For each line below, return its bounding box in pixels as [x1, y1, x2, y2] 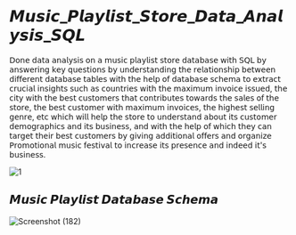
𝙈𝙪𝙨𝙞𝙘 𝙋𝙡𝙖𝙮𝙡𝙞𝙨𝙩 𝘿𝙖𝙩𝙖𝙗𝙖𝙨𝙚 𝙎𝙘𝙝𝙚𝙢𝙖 [9, 192, 218, 207]
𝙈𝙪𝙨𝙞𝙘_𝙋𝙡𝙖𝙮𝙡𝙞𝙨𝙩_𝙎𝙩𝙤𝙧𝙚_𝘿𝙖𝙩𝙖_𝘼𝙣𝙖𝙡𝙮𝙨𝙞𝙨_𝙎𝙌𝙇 [9, 6, 284, 27]
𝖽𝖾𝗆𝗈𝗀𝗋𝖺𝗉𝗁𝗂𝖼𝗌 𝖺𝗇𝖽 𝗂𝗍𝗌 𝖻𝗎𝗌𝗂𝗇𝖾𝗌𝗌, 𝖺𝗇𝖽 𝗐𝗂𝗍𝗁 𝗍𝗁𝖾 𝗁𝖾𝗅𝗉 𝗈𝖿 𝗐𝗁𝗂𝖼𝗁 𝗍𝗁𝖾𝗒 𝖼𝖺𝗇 [9, 120, 272, 131]
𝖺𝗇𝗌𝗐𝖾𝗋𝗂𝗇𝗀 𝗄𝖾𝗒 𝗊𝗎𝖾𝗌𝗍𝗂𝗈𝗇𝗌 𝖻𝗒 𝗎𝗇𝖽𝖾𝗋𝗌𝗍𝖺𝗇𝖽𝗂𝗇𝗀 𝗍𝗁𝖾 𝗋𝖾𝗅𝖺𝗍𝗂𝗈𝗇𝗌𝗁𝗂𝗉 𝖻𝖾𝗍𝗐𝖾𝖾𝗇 [9, 64, 276, 75]
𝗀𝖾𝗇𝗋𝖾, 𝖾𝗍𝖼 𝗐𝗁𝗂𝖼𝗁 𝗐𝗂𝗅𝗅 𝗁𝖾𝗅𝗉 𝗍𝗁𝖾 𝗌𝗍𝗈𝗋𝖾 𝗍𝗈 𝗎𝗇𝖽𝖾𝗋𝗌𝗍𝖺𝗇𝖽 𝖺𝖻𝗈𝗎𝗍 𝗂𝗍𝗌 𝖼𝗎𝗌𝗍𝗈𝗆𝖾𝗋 [9, 111, 277, 122]
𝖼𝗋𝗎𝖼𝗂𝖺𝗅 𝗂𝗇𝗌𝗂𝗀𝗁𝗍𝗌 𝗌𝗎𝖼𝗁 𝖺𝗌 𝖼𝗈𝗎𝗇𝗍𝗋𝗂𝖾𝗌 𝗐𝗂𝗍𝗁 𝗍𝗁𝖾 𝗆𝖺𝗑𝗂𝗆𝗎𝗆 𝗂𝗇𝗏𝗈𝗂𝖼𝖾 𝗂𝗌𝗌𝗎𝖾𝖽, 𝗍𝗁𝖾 [9, 83, 288, 93]
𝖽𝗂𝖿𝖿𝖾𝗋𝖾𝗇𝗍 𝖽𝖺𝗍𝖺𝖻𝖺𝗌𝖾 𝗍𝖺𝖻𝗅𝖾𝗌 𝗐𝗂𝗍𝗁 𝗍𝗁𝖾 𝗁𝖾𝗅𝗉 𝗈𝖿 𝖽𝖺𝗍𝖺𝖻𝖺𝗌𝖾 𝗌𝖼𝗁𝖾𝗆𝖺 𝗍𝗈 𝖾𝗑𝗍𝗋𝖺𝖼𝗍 [9, 73, 282, 84]
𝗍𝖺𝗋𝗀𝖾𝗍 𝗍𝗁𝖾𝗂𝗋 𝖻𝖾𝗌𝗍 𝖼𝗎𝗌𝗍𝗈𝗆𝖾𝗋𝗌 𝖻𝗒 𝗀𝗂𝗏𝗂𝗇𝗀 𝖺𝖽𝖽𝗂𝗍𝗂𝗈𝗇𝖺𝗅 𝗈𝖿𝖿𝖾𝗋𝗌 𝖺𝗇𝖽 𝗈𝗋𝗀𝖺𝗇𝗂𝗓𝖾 [9, 130, 272, 141]
